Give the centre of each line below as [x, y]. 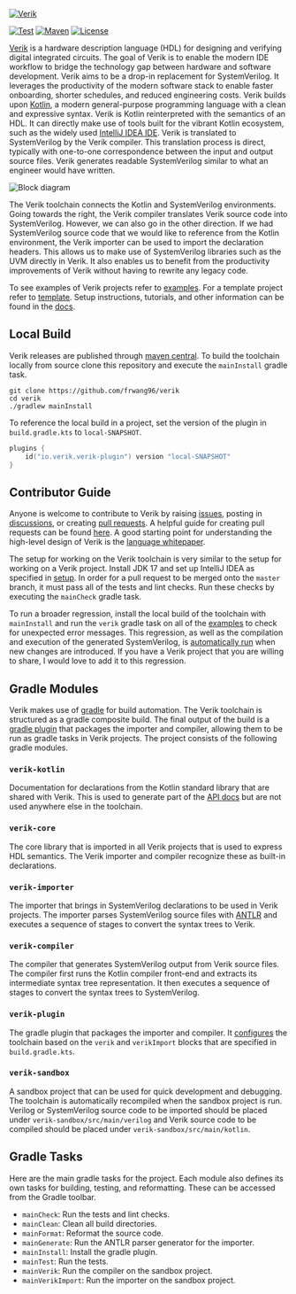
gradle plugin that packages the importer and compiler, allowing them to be [146, 729]
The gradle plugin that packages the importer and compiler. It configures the [148, 1033]
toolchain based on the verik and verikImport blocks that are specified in [143, 1042]
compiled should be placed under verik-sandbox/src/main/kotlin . [130, 1128]
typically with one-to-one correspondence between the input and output [141, 151]
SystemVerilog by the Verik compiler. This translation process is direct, [138, 142]
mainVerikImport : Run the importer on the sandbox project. [129, 1280]
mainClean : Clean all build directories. [89, 1223]
